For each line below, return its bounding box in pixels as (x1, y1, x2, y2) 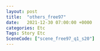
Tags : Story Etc (6, 30, 45, 36)
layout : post (6, 8, 38, 15)
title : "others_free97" (6, 14, 66, 20)
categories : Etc (6, 25, 45, 31)
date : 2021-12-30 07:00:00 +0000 (6, 19, 92, 25)
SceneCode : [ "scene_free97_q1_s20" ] (6, 36, 95, 42)
